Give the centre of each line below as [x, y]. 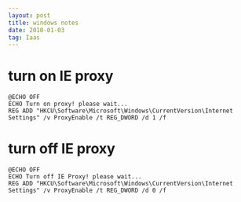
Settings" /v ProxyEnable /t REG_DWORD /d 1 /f [88, 118]
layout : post [29, 15]
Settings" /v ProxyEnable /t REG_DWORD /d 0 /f [88, 191]
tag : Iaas [24, 37]
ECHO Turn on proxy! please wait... [68, 104]
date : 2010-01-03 [37, 30]
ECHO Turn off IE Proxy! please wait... [75, 177]
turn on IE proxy [61, 76]
